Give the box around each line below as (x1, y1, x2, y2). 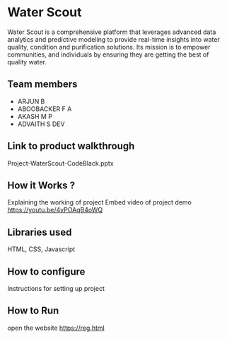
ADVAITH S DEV (17, 120, 65, 128)
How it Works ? (7, 179, 76, 191)
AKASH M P (17, 112, 53, 120)
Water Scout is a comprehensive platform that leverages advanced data (7, 28, 216, 36)
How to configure (7, 265, 86, 277)
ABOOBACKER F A (17, 104, 72, 113)
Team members (7, 79, 78, 91)
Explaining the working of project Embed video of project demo (7, 198, 192, 207)
